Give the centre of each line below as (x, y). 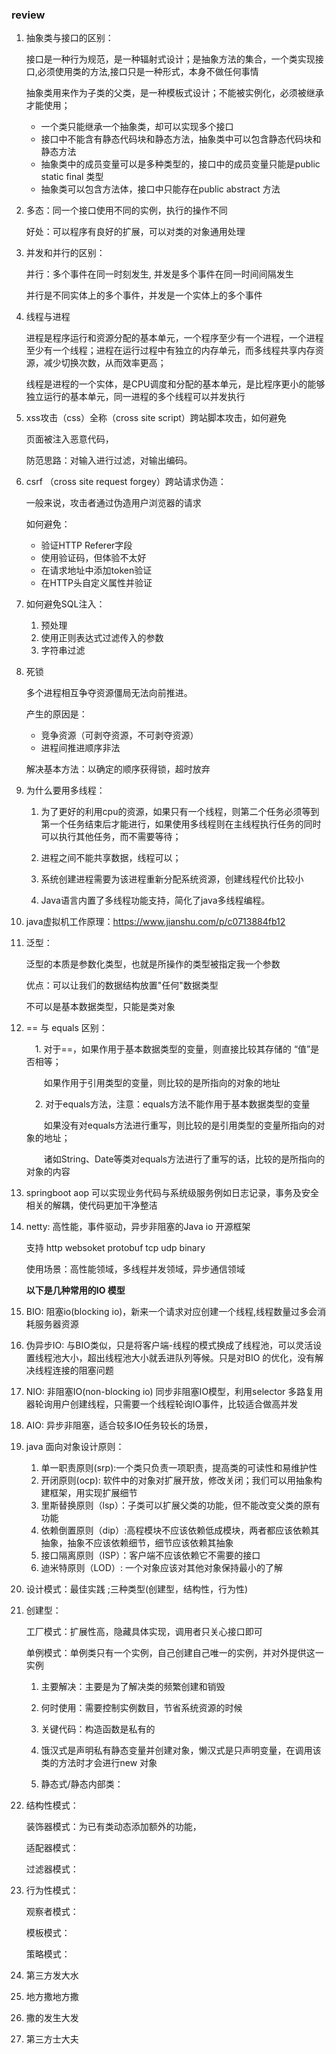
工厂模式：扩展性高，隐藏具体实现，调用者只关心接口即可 (144, 1632)
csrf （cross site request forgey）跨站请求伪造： (126, 482)
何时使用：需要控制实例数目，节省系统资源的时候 (141, 1708)
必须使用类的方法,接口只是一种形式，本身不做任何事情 (148, 72)
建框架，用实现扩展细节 (89, 1493)
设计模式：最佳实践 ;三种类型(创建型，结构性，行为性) (137, 1589)
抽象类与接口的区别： (69, 38)
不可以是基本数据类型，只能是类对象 (100, 1007)
